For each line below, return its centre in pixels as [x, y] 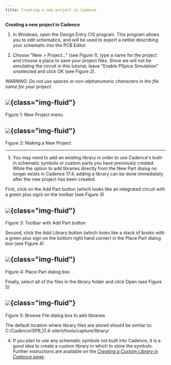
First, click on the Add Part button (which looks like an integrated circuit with [85, 189]
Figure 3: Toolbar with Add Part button [45, 223]
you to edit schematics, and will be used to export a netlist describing [85, 40]
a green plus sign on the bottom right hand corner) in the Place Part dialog [83, 238]
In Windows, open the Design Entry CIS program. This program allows [86, 34]
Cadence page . [29, 356]
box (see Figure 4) [25, 244]
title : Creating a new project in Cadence [51, 10]
